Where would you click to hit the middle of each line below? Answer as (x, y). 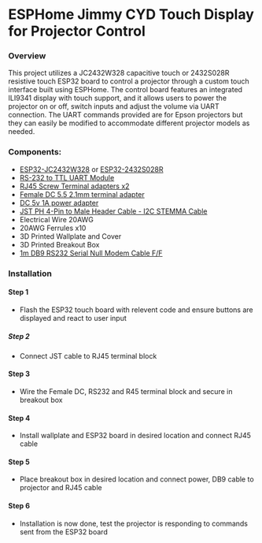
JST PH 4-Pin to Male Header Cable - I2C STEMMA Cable (113, 211)
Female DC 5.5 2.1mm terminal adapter (82, 194)
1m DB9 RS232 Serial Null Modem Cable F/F (91, 253)
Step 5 (19, 462)
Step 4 (19, 418)
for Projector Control (77, 31)
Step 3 (19, 374)
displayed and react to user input (73, 318)
